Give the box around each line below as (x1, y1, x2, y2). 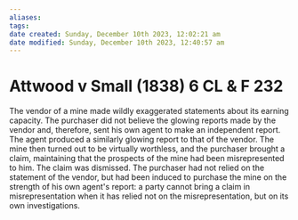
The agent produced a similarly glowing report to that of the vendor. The (9, 134, 274, 145)
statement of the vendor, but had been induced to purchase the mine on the (9, 172, 287, 183)
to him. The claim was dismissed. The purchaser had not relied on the (9, 162, 265, 174)
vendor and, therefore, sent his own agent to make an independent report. (9, 125, 281, 135)
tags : (9, 21, 29, 30)
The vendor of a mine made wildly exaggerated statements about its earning (9, 106, 289, 117)
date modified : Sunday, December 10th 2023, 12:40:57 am (9, 37, 225, 47)
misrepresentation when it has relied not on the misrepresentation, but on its (9, 191, 289, 201)
